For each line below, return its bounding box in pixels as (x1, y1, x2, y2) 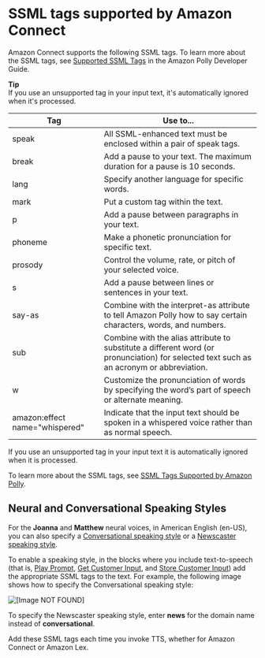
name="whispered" (12, 422, 84, 433)
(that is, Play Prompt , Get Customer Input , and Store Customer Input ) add (8, 563, 246, 572)
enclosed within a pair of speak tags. (103, 138, 241, 149)
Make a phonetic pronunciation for (103, 232, 231, 243)
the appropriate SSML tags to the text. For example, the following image (8, 571, 242, 581)
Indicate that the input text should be (103, 407, 240, 418)
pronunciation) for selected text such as (103, 351, 252, 362)
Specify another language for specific (103, 173, 244, 184)
